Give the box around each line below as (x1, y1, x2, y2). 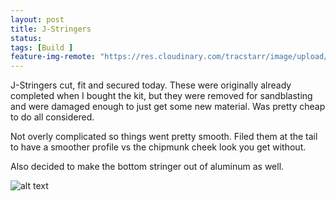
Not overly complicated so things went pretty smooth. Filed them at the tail (10, 131, 318, 143)
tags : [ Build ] (10, 42, 74, 53)
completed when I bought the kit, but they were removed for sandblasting (10, 90, 313, 102)
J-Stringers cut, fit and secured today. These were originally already (10, 79, 292, 91)
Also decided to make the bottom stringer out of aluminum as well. (10, 161, 285, 173)
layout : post (10, 14, 65, 25)
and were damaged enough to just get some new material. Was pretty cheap (10, 101, 326, 113)
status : (10, 33, 43, 43)
